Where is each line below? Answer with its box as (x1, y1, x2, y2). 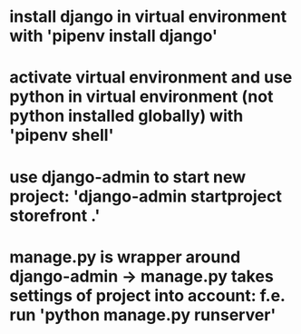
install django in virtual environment (9, 6, 287, 27)
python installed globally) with (9, 106, 244, 126)
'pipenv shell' (9, 125, 114, 146)
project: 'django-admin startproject (9, 186, 283, 206)
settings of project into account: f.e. (9, 285, 286, 306)
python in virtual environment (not (9, 86, 274, 107)
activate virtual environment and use (9, 67, 293, 88)
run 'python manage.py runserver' (9, 304, 277, 325)
